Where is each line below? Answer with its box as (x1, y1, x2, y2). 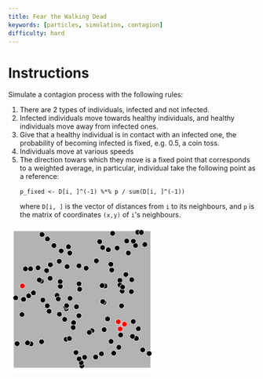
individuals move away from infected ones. (19, 122, 159, 131)
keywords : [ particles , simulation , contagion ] (8, 20, 163, 29)
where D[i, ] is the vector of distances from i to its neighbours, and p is (19, 202, 255, 211)
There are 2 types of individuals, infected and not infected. (19, 105, 210, 115)
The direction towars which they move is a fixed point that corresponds (19, 155, 250, 165)
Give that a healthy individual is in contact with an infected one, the (19, 130, 237, 140)
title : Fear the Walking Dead (8, 13, 108, 20)
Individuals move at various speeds (19, 147, 134, 156)
